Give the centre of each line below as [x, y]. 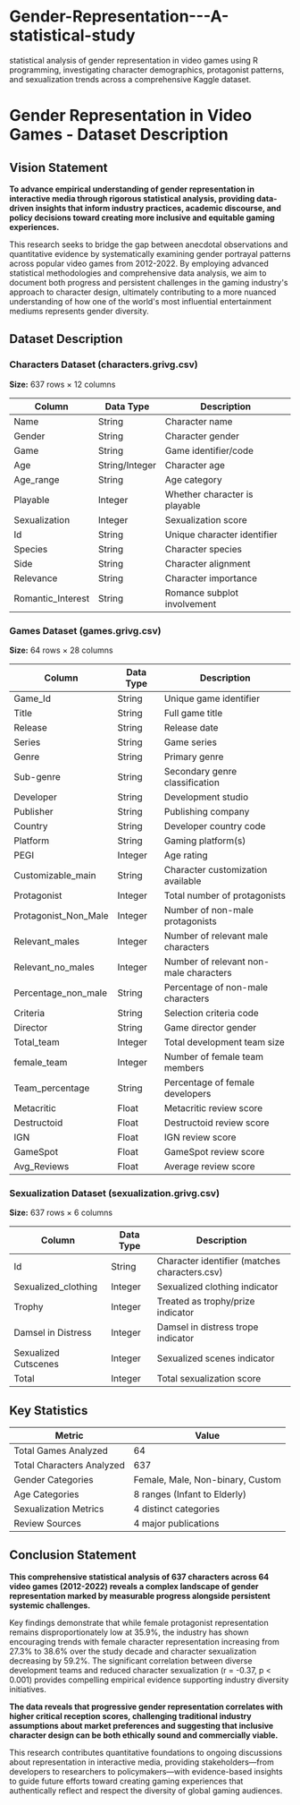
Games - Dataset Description [119, 135]
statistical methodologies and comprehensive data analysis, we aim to [138, 273]
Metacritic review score [213, 1108]
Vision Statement [58, 167]
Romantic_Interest [52, 598]
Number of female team [214, 1056]
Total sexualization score [209, 1379]
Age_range [37, 479]
